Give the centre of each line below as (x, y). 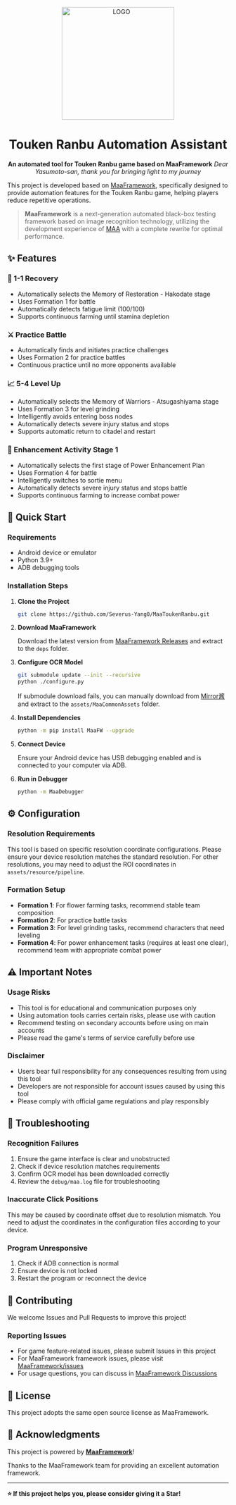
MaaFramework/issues (51, 1366)
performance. (44, 236)
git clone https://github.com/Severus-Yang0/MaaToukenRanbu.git (113, 614)
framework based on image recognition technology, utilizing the (117, 221)
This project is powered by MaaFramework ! (71, 1451)
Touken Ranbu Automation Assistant (118, 145)
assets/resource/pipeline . (46, 872)
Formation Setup (36, 890)
